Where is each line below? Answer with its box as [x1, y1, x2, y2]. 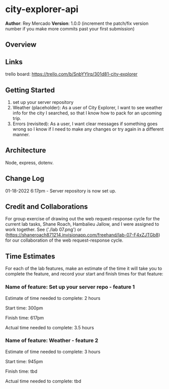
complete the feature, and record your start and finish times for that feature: [5, 271, 163, 277]
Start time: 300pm [5, 305, 44, 311]
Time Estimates [5, 252, 56, 260]
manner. [12, 131, 30, 137]
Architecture [5, 146, 47, 155]
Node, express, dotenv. [5, 160, 54, 166]
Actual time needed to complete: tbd [5, 378, 81, 384]
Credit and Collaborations [5, 202, 88, 211]
